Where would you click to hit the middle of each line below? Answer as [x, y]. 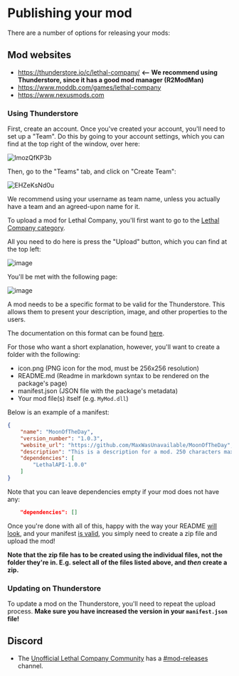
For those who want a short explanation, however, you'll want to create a [114, 347]
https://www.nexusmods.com [61, 95]
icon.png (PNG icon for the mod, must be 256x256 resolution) [108, 368]
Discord [25, 641]
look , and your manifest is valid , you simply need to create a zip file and [112, 533]
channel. [31, 665]
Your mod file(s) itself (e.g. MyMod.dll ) [73, 399]
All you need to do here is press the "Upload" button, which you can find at [117, 242]
